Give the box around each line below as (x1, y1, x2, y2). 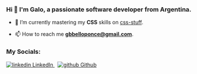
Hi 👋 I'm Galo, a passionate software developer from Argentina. (6, 5, 192, 14)
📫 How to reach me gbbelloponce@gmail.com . (14, 31, 134, 38)
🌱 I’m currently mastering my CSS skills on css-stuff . (14, 19, 144, 26)
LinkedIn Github (32, 61, 97, 68)
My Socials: (6, 47, 41, 56)
